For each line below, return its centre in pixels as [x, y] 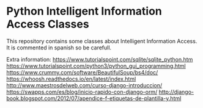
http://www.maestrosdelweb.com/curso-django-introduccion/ [84, 85]
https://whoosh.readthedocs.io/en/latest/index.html [71, 79]
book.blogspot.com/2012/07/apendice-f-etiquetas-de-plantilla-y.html [94, 98]
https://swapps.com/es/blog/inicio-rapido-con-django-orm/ [82, 92]
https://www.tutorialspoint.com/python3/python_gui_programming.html [96, 66]
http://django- [176, 92]
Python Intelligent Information [84, 11]
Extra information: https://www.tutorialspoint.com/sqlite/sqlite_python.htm [100, 59]
